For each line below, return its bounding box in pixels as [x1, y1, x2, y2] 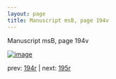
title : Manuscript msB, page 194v [7, 17, 110, 24]
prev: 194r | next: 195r [7, 63, 71, 72]
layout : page [7, 10, 46, 18]
